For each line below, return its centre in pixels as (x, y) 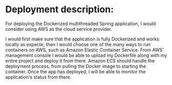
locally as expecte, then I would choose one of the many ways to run (78, 44)
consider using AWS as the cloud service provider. (59, 29)
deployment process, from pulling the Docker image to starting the (76, 66)
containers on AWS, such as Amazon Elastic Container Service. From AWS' (85, 50)
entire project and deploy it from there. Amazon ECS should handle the (80, 60)
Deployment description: (60, 9)
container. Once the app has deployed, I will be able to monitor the (75, 71)
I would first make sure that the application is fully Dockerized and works (82, 39)
